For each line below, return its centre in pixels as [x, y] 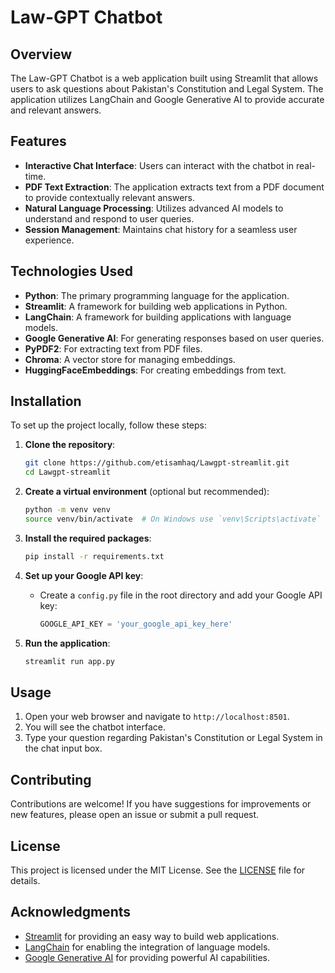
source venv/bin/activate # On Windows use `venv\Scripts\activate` [173, 519]
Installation [46, 401]
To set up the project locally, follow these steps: [109, 425]
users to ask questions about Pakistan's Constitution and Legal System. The [167, 89]
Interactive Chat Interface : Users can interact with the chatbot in [159, 165]
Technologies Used [71, 271]
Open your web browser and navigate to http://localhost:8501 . [157, 717]
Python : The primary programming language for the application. [157, 295]
